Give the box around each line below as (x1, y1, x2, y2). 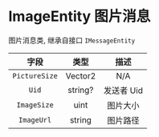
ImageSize (16, 100, 54, 109)
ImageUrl (18, 115, 52, 124)
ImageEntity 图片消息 (8, 7, 151, 26)
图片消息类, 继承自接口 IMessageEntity (8, 35, 136, 45)
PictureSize (12, 71, 59, 80)
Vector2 (65, 70, 96, 81)
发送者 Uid (103, 85, 143, 96)
